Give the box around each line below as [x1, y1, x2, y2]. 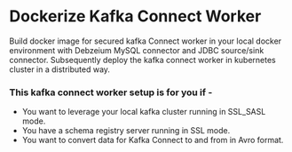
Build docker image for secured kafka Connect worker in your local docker [9, 36, 282, 46]
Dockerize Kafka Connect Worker [9, 6, 262, 27]
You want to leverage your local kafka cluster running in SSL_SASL [21, 107, 266, 117]
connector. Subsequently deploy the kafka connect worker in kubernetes [9, 54, 277, 65]
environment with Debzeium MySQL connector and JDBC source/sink [9, 44, 264, 55]
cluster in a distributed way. [9, 64, 111, 75]
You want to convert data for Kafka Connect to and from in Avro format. [21, 135, 284, 146]
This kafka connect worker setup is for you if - [9, 86, 213, 99]
